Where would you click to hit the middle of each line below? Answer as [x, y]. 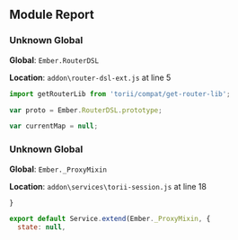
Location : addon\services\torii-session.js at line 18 [108, 186]
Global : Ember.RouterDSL [54, 60]
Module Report [52, 15]
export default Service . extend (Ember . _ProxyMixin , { [110, 219]
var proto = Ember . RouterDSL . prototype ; [86, 110]
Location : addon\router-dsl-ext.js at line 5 [90, 77]
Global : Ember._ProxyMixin [58, 169]
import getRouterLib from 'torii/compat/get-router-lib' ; [120, 93]
